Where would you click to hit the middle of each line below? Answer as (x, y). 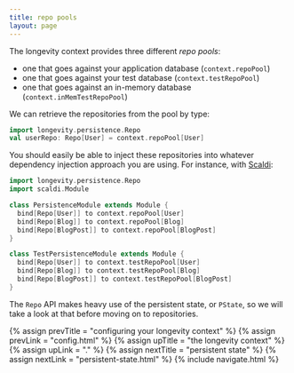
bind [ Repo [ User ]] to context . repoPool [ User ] (101, 213)
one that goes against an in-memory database (107, 87)
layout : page (33, 26)
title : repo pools (43, 17)
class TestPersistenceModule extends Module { (97, 254)
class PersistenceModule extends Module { (89, 205)
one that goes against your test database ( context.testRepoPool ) (141, 77)
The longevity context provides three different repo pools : (115, 51)
